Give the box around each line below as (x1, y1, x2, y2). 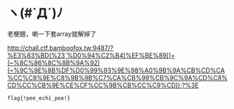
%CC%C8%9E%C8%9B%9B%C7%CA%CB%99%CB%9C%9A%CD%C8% (7, 73, 228, 82)
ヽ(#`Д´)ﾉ (7, 5, 63, 21)
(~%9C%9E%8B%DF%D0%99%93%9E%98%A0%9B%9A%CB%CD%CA (7, 66, 225, 75)
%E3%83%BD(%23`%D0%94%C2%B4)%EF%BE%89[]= (7, 51, 176, 59)
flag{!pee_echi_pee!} (7, 94, 71, 101)
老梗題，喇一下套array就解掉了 (7, 30, 97, 38)
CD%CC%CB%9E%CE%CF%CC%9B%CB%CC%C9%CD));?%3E (7, 81, 199, 89)
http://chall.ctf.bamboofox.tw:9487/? (7, 44, 114, 52)
